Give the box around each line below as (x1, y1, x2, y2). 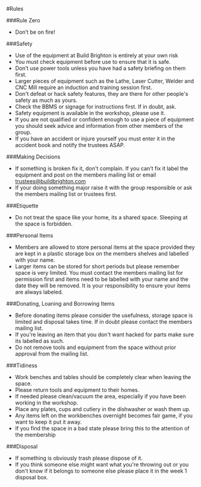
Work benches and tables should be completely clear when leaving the (14, 374, 191, 380)
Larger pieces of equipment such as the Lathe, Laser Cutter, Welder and (14, 78, 194, 84)
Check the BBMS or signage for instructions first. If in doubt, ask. (14, 103, 176, 110)
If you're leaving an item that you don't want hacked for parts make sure (14, 331, 194, 338)
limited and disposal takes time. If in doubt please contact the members (14, 318, 193, 325)
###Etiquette (6, 202, 39, 209)
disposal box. (14, 474, 49, 481)
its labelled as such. (14, 338, 64, 344)
